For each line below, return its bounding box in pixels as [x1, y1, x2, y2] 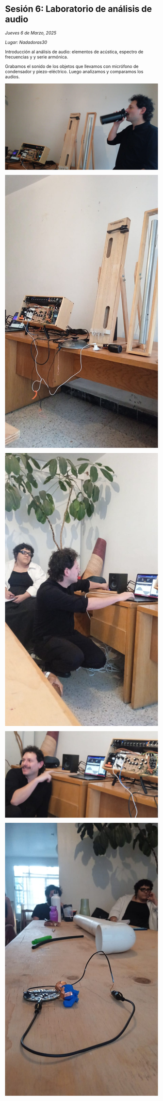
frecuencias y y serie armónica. [5, 54, 68, 59]
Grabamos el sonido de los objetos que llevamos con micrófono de [5, 63, 139, 69]
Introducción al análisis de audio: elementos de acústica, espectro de [5, 49, 144, 55]
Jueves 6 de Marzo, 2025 [5, 30, 57, 36]
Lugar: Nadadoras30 [5, 39, 48, 45]
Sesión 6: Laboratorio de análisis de [5, 3, 152, 15]
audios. [5, 74, 20, 79]
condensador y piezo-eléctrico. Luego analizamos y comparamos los [5, 68, 144, 74]
